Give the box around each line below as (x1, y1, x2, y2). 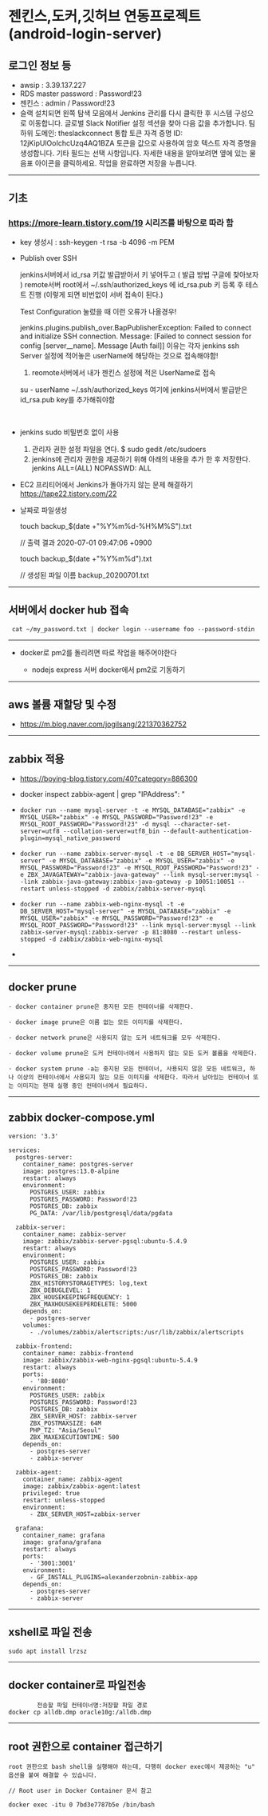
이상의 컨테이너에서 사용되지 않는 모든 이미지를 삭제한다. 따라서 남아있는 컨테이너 (17, 1073, 250, 1081)
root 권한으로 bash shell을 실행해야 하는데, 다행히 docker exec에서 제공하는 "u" (8, 1763, 255, 1771)
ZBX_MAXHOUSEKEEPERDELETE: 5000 (29, 1300, 137, 1308)
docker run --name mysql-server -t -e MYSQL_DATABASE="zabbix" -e (19, 806, 246, 814)
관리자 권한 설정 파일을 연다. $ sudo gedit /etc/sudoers (31, 444, 207, 454)
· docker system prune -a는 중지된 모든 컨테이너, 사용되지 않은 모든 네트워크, (8, 1065, 246, 1073)
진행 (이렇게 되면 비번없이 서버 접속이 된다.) (28, 290, 164, 299)
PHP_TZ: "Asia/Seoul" (29, 1426, 102, 1434)
